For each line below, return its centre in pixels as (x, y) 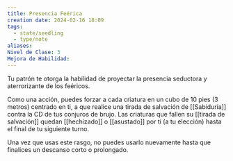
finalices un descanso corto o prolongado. (68, 149)
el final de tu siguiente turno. (48, 128)
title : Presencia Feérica (45, 14)
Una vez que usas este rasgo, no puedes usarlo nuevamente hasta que (109, 142)
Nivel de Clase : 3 (34, 53)
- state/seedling (39, 33)
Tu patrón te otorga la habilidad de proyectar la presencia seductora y (107, 78)
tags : (15, 26)
